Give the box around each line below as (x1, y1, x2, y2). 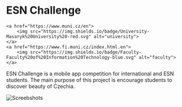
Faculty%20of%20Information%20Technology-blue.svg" (6, 54, 136, 60)
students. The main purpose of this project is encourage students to (6, 76, 173, 83)
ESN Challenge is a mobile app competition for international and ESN (6, 70, 174, 77)
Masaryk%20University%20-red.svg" (6, 33, 92, 39)
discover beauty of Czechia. (6, 83, 75, 90)
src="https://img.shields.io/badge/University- (30, 28, 150, 34)
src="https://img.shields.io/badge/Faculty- (30, 49, 142, 55)
